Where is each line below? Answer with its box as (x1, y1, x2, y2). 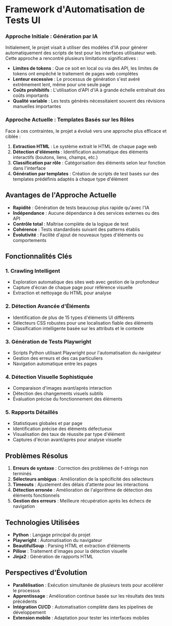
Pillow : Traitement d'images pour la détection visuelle (12, 548, 127, 554)
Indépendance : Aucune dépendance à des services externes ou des (12, 210, 160, 216)
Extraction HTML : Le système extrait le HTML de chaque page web (12, 143, 157, 149)
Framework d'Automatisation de (5, 4, 145, 15)
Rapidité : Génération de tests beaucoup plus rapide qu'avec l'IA (12, 204, 149, 211)
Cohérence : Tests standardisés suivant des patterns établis (12, 226, 140, 232)
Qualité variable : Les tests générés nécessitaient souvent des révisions (12, 98, 165, 104)
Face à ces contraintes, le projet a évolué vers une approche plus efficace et (5, 128, 167, 134)
